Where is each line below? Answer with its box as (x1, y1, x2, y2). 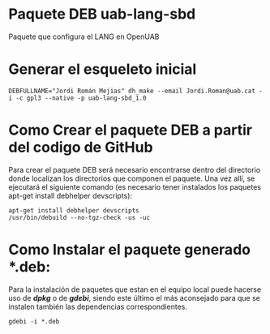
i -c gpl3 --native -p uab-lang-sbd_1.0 (8, 94, 148, 102)
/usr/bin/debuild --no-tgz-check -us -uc (8, 213, 151, 221)
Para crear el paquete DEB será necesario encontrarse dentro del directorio (8, 165, 261, 174)
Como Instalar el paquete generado (8, 241, 251, 259)
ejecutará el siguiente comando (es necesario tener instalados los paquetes (8, 182, 262, 191)
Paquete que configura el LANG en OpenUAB (8, 32, 160, 41)
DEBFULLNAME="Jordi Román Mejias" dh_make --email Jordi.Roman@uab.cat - (8, 87, 264, 95)
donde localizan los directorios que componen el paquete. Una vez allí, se (8, 173, 255, 183)
